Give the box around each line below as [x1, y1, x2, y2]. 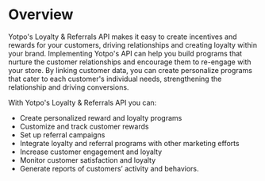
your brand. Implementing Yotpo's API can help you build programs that [8, 48, 243, 58]
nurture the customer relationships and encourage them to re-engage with [8, 57, 252, 67]
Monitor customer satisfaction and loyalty [19, 155, 156, 164]
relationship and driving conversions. [8, 82, 129, 92]
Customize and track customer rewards [19, 121, 149, 131]
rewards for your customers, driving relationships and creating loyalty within [8, 40, 258, 49]
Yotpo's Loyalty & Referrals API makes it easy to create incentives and [8, 32, 237, 41]
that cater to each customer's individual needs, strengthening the [8, 74, 222, 83]
